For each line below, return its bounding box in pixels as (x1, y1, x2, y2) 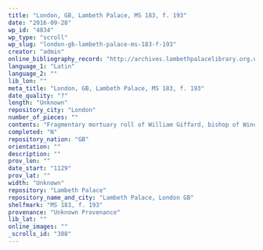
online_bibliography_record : (8, 56, 103, 63)
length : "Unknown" (8, 99, 68, 107)
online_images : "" (8, 223, 68, 231)
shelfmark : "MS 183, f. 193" (8, 201, 103, 208)
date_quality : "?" (8, 92, 68, 100)
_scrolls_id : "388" (8, 230, 72, 238)
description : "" (8, 150, 61, 158)
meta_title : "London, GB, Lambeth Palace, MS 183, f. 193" (8, 84, 205, 92)
